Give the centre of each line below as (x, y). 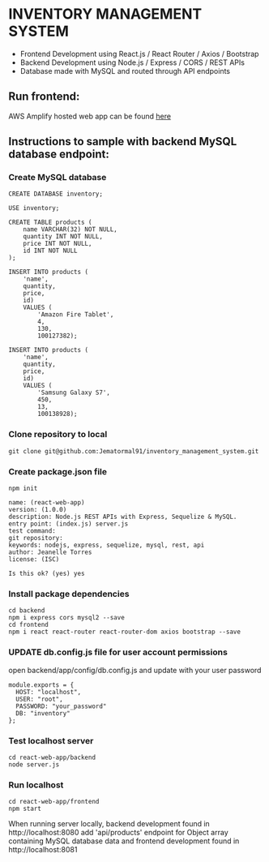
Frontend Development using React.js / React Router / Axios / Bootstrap (139, 54)
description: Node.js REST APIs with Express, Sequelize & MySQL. (123, 517)
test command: (32, 531)
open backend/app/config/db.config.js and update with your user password (135, 670)
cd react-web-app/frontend (54, 802)
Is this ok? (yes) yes (47, 574)
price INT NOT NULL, (58, 244)
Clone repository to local (58, 435)
